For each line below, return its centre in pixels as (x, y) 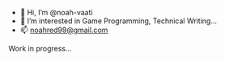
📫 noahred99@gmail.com (64, 30)
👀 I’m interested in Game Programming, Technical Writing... (118, 21)
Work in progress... (40, 49)
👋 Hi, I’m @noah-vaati (56, 12)
